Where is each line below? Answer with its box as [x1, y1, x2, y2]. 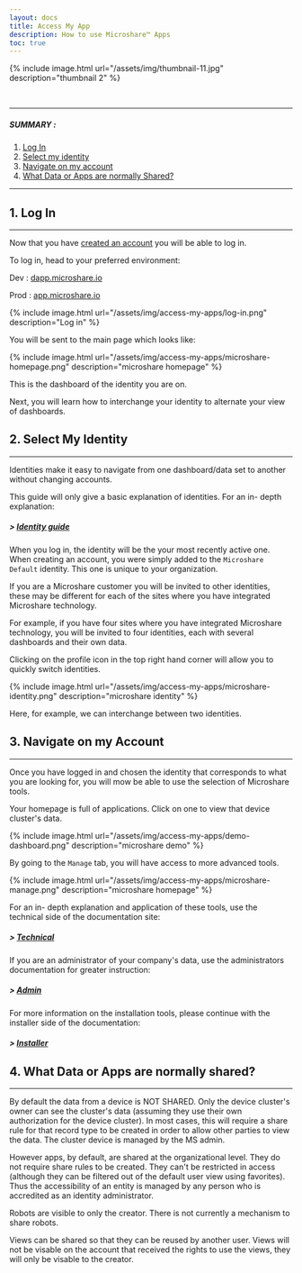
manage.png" [9, 884, 60, 895]
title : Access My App [9, 22, 91, 31]
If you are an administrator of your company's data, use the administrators [9, 954, 285, 965]
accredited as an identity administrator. [9, 1190, 155, 1201]
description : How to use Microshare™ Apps [9, 30, 171, 39]
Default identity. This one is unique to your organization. [9, 563, 218, 574]
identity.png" [9, 690, 58, 701]
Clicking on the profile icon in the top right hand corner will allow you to [9, 654, 274, 665]
